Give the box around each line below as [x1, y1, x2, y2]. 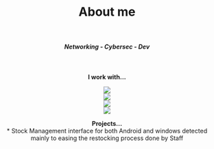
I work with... [87, 72, 127, 81]
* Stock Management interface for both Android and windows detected [6, 126, 208, 135]
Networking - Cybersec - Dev [64, 42, 150, 51]
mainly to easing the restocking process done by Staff [30, 134, 184, 142]
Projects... [91, 119, 123, 127]
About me [78, 4, 136, 20]
